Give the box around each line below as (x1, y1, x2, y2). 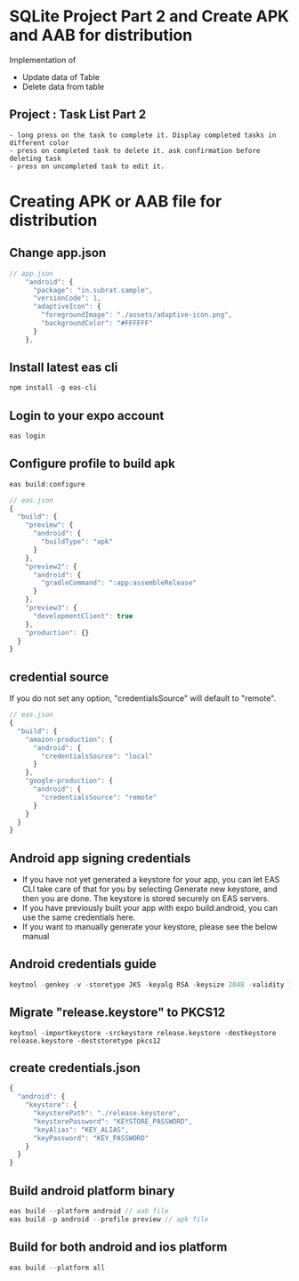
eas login (9, 431, 46, 441)
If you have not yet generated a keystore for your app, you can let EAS (21, 874, 280, 885)
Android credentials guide (9, 956, 158, 971)
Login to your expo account (9, 407, 165, 423)
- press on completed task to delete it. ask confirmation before (9, 146, 261, 155)
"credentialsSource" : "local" (41, 752, 153, 761)
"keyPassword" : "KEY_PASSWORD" (32, 1133, 149, 1142)
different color (9, 138, 69, 148)
